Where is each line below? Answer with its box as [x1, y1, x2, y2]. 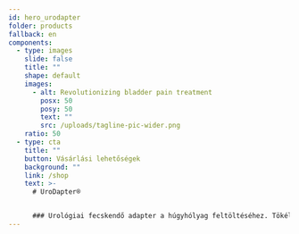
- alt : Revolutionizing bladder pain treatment [31, 88, 213, 96]
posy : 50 [40, 104, 73, 113]
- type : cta [16, 138, 62, 146]
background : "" [24, 163, 81, 171]
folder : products [8, 21, 73, 30]
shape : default [24, 71, 81, 80]
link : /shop [24, 171, 69, 180]
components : [8, 38, 53, 47]
